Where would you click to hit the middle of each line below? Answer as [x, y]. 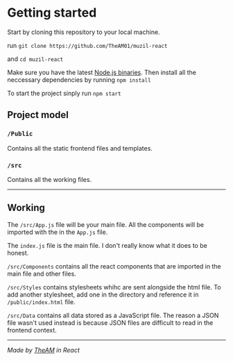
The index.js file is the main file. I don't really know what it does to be [107, 245]
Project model [38, 115]
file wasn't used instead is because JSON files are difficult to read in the [110, 322]
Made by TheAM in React [43, 350]
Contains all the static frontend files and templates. [80, 148]
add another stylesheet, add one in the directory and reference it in [103, 294]
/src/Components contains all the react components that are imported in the [114, 266]
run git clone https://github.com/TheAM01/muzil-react [87, 45]
